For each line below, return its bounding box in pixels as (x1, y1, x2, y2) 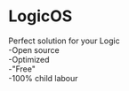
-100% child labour (8, 72, 78, 83)
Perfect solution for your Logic (8, 35, 121, 46)
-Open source (8, 44, 60, 55)
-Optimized (8, 54, 50, 64)
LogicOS (8, 6, 73, 27)
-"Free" (8, 64, 36, 74)
